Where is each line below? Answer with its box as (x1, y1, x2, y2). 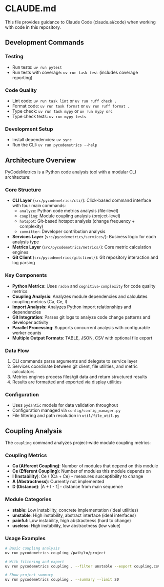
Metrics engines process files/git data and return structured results (12, 374, 147, 379)
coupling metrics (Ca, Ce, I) (12, 298, 68, 304)
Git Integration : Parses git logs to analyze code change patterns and (12, 314, 150, 320)
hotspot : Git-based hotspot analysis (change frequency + (19, 218, 135, 224)
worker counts (12, 330, 41, 335)
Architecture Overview (5, 156, 76, 164)
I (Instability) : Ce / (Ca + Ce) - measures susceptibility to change (12, 473, 143, 479)
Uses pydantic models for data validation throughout (12, 402, 118, 408)
